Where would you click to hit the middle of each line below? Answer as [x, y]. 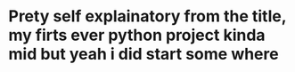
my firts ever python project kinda [137, 35]
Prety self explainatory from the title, [147, 16]
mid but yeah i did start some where [143, 54]
